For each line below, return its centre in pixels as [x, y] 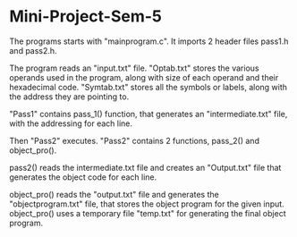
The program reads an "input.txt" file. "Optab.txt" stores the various [134, 68]
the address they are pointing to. [69, 97]
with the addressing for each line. [71, 123]
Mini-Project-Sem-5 [86, 17]
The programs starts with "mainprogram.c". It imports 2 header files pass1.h [149, 41]
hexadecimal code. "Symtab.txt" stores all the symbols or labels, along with [148, 87]
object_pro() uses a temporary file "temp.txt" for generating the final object [148, 213]
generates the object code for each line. [83, 177]
